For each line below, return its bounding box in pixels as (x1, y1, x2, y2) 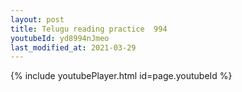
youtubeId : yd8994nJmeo (10, 33, 110, 43)
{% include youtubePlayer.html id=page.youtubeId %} (10, 70, 233, 82)
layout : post (10, 14, 65, 25)
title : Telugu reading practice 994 (10, 24, 168, 34)
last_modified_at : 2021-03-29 (10, 42, 137, 53)
